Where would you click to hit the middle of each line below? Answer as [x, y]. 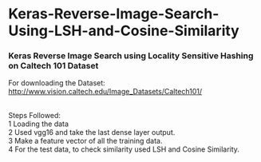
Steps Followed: [35, 116]
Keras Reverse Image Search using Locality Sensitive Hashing [131, 56]
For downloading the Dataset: [57, 83]
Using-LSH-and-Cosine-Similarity [124, 31]
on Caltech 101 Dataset [53, 66]
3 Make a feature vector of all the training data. [85, 141]
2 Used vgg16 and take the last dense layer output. [92, 132]
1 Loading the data [39, 124]
